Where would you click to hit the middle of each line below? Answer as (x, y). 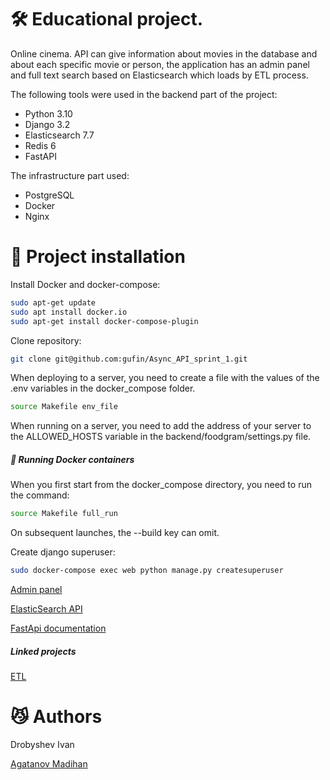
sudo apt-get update (53, 302)
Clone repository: (46, 340)
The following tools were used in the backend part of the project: (144, 94)
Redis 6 (40, 145)
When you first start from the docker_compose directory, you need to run (161, 485)
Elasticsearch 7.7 (59, 135)
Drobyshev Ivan (42, 744)
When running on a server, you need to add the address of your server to (161, 426)
